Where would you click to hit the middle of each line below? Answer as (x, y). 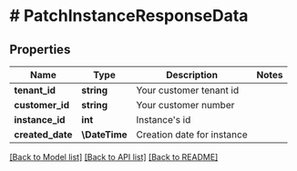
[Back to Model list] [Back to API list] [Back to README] (114, 157)
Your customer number (185, 105)
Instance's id (164, 120)
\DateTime (104, 135)
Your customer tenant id (188, 90)
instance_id (40, 120)
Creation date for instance (192, 135)
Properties (40, 50)
